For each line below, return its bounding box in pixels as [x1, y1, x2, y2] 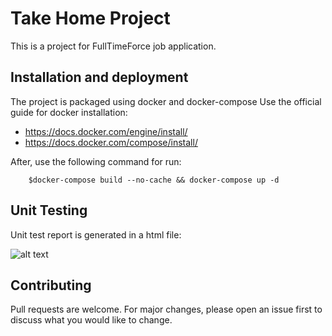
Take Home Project [10, 7, 171, 30]
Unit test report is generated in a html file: [10, 228, 182, 241]
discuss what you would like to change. [10, 314, 173, 326]
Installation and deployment [10, 69, 189, 86]
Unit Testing [10, 202, 88, 219]
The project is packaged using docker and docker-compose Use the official [10, 95, 322, 107]
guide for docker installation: [10, 106, 128, 118]
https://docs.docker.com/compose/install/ [24, 136, 198, 148]
